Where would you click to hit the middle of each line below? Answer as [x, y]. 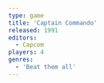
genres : [21, 60]
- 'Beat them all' [46, 67]
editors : [23, 38]
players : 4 [26, 52]
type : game [26, 15]
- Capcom [30, 45]
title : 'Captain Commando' [53, 23]
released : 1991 [33, 30]
